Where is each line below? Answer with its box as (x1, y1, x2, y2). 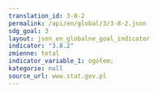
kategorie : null (8, 65, 63, 73)
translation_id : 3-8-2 (8, 11, 85, 20)
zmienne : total (8, 49, 60, 57)
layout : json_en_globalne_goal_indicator (8, 34, 151, 43)
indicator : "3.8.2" (8, 42, 75, 50)
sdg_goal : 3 (8, 27, 49, 35)
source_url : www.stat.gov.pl (8, 72, 107, 80)
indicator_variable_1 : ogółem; (8, 57, 114, 66)
